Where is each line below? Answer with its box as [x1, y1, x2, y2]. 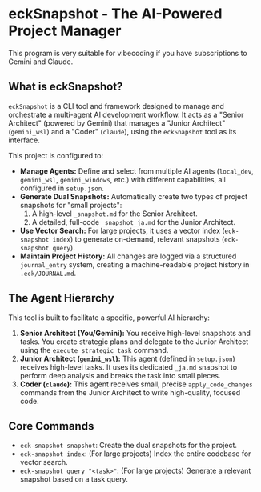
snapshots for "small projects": [19, 200, 122, 210]
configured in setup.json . [19, 183, 104, 193]
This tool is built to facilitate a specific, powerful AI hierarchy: [8, 313, 211, 322]
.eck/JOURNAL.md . [19, 268, 77, 278]
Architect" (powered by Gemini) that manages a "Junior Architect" [8, 118, 226, 128]
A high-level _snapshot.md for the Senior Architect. [31, 209, 198, 218]
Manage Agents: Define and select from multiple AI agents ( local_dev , [19, 166, 254, 176]
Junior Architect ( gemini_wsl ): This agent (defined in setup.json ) [19, 354, 236, 363]
